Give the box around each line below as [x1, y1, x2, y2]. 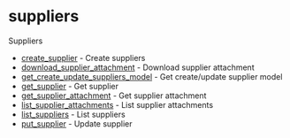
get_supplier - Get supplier [20, 80, 119, 91]
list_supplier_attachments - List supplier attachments [20, 99, 214, 110]
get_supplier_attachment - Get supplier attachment [20, 90, 207, 101]
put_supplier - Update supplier [20, 118, 133, 129]
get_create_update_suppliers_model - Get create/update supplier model [20, 71, 283, 81]
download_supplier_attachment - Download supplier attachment [20, 62, 255, 73]
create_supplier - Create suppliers [20, 52, 146, 63]
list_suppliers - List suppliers [20, 109, 126, 119]
